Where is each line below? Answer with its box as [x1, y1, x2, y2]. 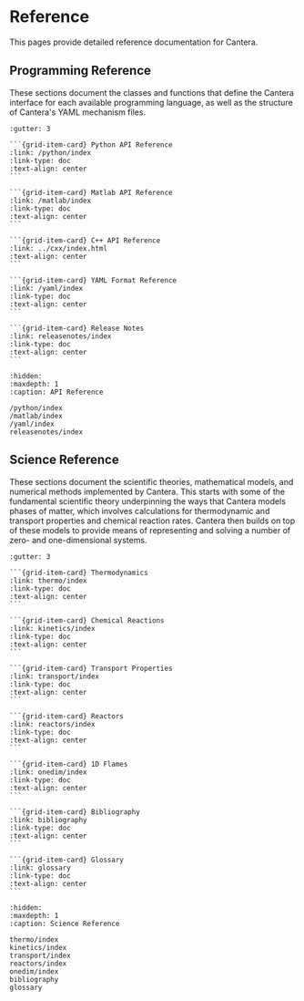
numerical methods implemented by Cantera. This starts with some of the [9, 486, 285, 497]
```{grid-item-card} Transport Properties [9, 664, 173, 673]
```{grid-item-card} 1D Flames [9, 759, 128, 769]
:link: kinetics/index [9, 624, 96, 633]
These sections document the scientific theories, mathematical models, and [9, 476, 294, 487]
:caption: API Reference [9, 387, 104, 397]
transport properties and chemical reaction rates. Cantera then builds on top [9, 515, 296, 526]
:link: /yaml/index [9, 284, 84, 293]
